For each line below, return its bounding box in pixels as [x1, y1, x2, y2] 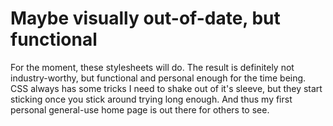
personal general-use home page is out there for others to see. [10, 103, 270, 116]
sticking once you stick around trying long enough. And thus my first [10, 93, 293, 105]
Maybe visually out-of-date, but [10, 7, 281, 30]
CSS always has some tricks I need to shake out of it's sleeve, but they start [10, 82, 323, 94]
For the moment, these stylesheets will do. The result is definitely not [10, 61, 295, 73]
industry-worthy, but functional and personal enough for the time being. [10, 72, 307, 84]
